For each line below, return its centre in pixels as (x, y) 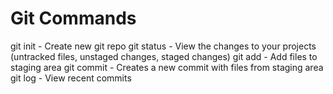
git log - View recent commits (71, 78)
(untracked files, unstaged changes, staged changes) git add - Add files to (164, 56)
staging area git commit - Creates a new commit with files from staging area (167, 67)
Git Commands (73, 18)
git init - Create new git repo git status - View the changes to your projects (163, 46)
